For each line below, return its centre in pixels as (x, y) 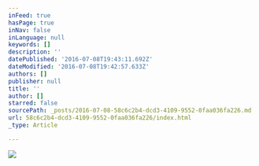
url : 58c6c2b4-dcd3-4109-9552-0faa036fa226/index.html (100, 118)
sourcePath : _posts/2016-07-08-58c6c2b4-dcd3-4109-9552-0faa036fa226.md (130, 111)
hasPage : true (31, 23)
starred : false (33, 103)
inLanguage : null (37, 37)
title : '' (24, 89)
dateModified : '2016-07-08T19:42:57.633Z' (79, 67)
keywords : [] (30, 45)
